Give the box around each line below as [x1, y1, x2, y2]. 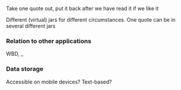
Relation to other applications [6, 37, 92, 45]
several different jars [6, 23, 55, 29]
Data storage [6, 65, 44, 73]
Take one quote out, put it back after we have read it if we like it [6, 5, 159, 12]
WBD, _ [6, 50, 23, 57]
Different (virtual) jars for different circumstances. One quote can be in [6, 16, 176, 23]
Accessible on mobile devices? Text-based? [6, 78, 112, 85]
